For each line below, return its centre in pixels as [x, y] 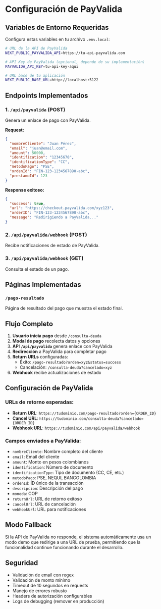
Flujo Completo [29, 324]
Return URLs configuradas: [40, 357]
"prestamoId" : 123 [29, 176]
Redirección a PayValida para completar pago [59, 352]
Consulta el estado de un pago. [37, 269]
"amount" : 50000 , [27, 153]
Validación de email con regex [43, 575]
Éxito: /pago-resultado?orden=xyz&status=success [70, 362]
